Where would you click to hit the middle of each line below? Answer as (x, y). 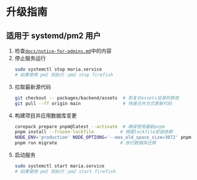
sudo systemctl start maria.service (59, 166)
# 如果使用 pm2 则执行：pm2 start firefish (65, 171)
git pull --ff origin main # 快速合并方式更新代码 (93, 104)
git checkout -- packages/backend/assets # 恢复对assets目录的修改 (97, 98)
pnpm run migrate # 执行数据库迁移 (85, 143)
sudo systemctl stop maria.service (58, 69)
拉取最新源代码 (33, 86)
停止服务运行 (30, 58)
